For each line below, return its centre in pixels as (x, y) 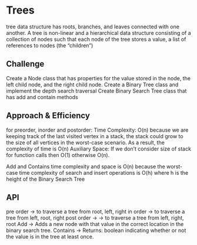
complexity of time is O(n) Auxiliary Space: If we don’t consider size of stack (98, 149)
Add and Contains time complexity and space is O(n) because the (86, 166)
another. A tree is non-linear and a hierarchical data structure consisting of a (98, 32)
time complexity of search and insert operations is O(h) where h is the (104, 172)
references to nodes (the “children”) (50, 45)
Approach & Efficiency (48, 116)
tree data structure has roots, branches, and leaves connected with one (93, 27)
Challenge (25, 64)
